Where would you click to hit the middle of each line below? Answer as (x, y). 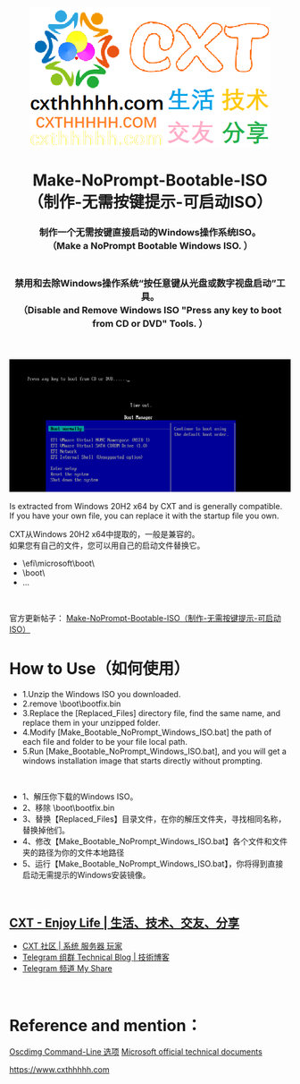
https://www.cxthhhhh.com (59, 1070)
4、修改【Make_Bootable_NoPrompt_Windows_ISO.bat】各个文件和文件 (155, 841)
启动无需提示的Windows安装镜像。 (86, 875)
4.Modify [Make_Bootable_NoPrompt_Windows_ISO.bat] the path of (147, 732)
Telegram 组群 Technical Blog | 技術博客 (96, 957)
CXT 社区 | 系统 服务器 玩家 (72, 946)
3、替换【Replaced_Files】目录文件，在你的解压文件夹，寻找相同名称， (154, 819)
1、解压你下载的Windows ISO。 (80, 796)
